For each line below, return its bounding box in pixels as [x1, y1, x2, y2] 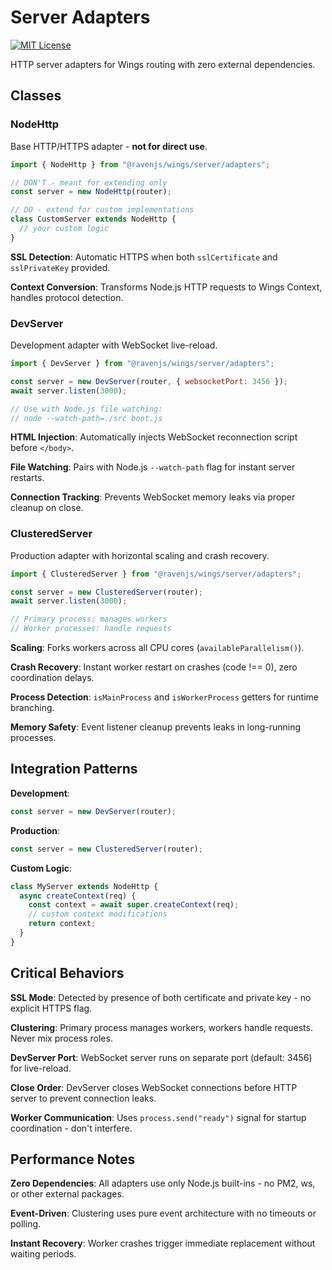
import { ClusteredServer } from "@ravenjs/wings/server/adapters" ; [10, 569, 302, 579]
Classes [10, 87, 62, 105]
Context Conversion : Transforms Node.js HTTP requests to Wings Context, [10, 281, 323, 293]
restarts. [10, 472, 45, 484]
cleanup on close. [10, 502, 84, 514]
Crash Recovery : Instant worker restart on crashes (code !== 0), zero [10, 661, 298, 673]
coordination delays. [10, 672, 95, 684]
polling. [10, 1218, 42, 1230]
